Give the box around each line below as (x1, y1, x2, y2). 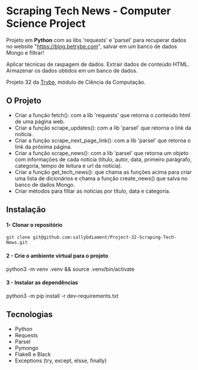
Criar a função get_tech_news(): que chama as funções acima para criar (14, 168, 192, 175)
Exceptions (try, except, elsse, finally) (14, 357, 107, 364)
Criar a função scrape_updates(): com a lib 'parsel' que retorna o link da (14, 124, 191, 131)
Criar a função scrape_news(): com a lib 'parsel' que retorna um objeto (14, 149, 189, 156)
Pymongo (14, 344, 39, 352)
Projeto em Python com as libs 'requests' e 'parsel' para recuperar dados (6, 36, 187, 43)
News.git (6, 240, 28, 246)
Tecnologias (6, 309, 53, 319)
